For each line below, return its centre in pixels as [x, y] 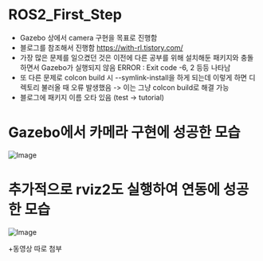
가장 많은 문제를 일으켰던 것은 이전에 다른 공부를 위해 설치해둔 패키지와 [129, 57]
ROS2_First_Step [65, 15]
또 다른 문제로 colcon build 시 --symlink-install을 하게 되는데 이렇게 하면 [133, 77]
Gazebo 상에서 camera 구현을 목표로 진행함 [88, 37]
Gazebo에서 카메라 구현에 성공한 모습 [124, 132]
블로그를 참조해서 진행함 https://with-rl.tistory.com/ [101, 47]
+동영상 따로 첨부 [35, 248]
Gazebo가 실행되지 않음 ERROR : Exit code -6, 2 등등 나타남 [136, 67]
